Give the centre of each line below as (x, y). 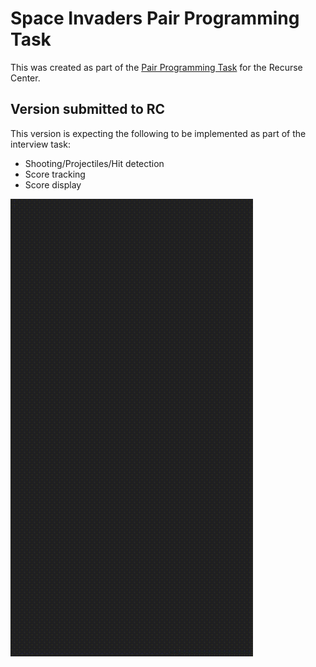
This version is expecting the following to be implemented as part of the (158, 133)
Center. (25, 78)
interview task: (40, 144)
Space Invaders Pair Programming (155, 18)
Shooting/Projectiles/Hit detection (94, 163)
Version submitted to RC (88, 109)
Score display (53, 184)
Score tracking (55, 174)
